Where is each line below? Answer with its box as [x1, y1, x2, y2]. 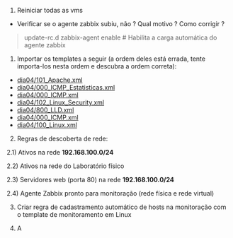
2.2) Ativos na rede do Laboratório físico [6, 162, 125, 170]
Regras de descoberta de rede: [16, 134, 108, 143]
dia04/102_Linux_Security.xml [16, 98, 105, 107]
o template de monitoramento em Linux [16, 210, 132, 218]
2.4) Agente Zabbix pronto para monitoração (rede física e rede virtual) [6, 189, 215, 197]
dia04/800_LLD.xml [16, 106, 74, 114]
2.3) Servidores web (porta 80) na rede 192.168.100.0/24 [6, 176, 175, 184]
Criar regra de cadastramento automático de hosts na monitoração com [16, 203, 227, 211]
